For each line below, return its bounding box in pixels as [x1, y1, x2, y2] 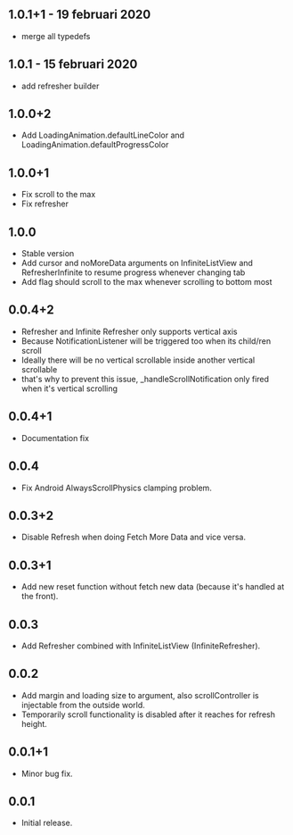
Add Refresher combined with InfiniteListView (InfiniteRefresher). [20, 640, 261, 651]
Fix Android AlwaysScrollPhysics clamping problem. [20, 482, 213, 493]
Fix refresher [20, 198, 69, 209]
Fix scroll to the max [20, 189, 96, 200]
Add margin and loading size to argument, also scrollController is [20, 689, 259, 700]
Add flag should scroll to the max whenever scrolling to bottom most [20, 277, 273, 288]
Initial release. [20, 817, 73, 829]
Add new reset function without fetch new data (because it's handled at [20, 581, 285, 592]
